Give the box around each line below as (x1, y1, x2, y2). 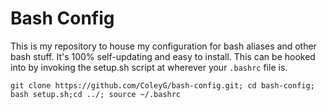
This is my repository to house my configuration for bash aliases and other (10, 40, 317, 52)
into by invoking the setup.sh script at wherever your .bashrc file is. (10, 61, 288, 73)
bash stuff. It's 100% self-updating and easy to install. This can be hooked (10, 50, 316, 62)
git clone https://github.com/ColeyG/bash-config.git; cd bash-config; (10, 80, 315, 91)
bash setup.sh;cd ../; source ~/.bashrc (10, 89, 182, 99)
